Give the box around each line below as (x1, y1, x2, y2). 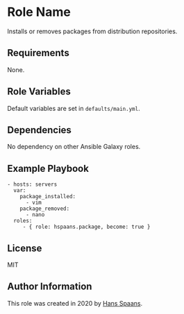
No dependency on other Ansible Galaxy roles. (7, 143, 141, 151)
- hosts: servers (7, 181, 58, 188)
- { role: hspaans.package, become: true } (22, 223, 151, 231)
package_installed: (19, 193, 76, 200)
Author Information (7, 281, 92, 293)
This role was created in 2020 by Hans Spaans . (7, 299, 143, 307)
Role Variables (7, 86, 71, 98)
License (7, 242, 42, 254)
